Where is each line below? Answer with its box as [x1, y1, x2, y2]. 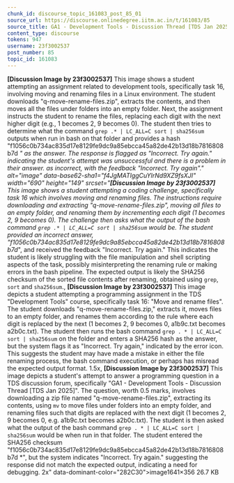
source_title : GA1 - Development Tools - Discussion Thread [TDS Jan [7, 23, 214, 30]
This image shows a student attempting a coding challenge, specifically [7, 186, 214, 194]
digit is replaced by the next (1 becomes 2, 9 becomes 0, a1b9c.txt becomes [7, 319, 226, 328]
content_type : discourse [7, 29, 79, 37]
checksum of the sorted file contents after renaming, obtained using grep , [7, 275, 219, 283]
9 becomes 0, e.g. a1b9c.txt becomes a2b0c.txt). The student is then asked [7, 416, 224, 424]
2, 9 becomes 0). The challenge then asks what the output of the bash [7, 216, 210, 224]
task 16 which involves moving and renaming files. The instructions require [7, 193, 222, 202]
